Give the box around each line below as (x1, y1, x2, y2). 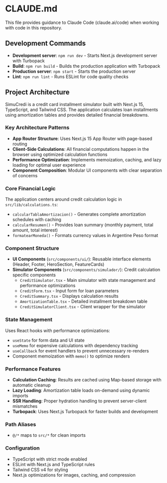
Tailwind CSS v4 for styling (12, 467, 68, 473)
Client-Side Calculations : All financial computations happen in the (12, 146, 150, 152)
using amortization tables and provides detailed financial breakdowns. (5, 112, 149, 118)
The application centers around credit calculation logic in (5, 196, 122, 202)
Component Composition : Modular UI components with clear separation (12, 167, 162, 173)
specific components (12, 272, 56, 278)
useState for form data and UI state (12, 337, 85, 343)
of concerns (12, 172, 38, 178)
